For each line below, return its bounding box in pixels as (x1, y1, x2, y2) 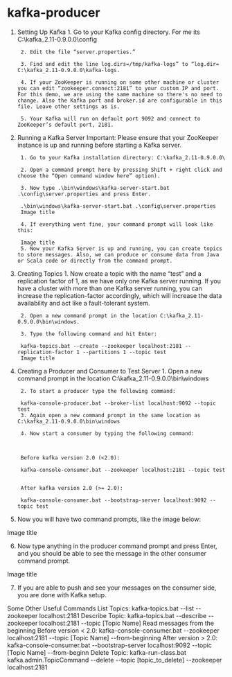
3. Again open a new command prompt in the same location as (20, 412, 201, 419)
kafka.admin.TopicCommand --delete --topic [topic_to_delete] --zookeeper (7, 656, 222, 664)
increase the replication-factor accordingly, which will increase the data (17, 291, 222, 299)
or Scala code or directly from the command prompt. (17, 257, 173, 264)
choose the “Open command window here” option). (17, 172, 161, 179)
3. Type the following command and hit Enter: (20, 331, 157, 337)
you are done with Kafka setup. (17, 590, 107, 599)
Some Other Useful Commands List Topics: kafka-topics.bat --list (7, 604, 195, 613)
